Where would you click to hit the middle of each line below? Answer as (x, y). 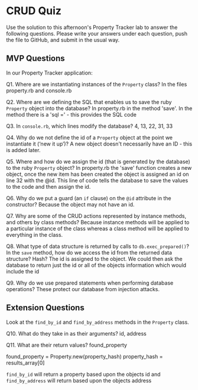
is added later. (23, 150)
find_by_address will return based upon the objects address (79, 381)
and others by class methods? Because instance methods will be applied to (98, 222)
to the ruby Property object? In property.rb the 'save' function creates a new (99, 167)
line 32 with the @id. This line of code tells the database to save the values (97, 180)
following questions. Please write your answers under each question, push (97, 33)
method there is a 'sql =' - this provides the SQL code (72, 114)
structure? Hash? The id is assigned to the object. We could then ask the (94, 259)
